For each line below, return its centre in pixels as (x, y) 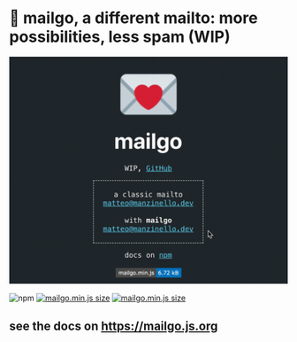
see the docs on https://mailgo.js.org (114, 326)
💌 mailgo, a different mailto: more (133, 18)
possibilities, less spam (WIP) (120, 37)
